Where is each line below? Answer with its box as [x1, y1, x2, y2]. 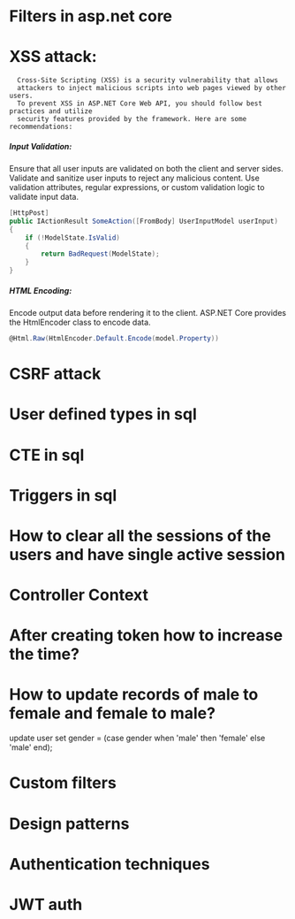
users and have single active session [9, 544, 285, 564]
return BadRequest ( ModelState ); [41, 249, 161, 258]
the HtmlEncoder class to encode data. [9, 317, 152, 328]
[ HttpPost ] [9, 209, 49, 218]
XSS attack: [9, 47, 97, 67]
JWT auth [9, 894, 83, 915]
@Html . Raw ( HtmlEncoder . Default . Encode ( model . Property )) [9, 334, 219, 343]
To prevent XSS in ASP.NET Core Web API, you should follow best [17, 99, 263, 108]
